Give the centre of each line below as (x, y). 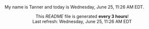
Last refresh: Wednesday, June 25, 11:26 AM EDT (82, 22)
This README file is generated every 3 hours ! (82, 16)
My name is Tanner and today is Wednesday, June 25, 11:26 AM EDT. (74, 7)
